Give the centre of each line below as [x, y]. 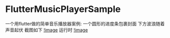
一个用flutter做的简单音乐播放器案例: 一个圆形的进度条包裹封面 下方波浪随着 [85, 23]
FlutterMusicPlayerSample [63, 9]
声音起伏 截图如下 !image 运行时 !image [47, 30]
